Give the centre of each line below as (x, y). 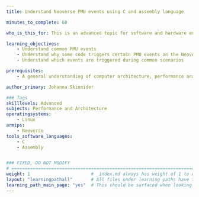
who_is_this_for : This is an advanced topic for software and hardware (96, 33)
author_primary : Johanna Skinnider (50, 87)
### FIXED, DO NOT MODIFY (38, 163)
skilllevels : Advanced (34, 103)
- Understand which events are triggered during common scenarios (100, 60)
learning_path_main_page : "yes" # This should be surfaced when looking (99, 185)
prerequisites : (25, 71)
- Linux (26, 120)
